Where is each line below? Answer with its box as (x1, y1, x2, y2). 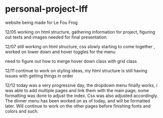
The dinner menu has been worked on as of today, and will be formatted (5, 98, 150, 103)
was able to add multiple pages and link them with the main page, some (5, 87, 149, 93)
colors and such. (5, 108, 39, 114)
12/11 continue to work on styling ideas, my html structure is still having (5, 67, 147, 74)
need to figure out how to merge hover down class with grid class (5, 58, 137, 64)
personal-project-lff (5, 3, 88, 15)
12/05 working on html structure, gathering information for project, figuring (5, 29, 155, 35)
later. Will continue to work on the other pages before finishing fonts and (5, 103, 151, 109)
